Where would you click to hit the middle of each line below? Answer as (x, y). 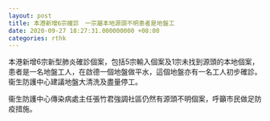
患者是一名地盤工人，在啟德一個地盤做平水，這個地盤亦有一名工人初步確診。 (135, 72)
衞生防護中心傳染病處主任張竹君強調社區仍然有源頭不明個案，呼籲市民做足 (131, 99)
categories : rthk (37, 38)
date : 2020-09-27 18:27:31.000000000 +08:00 (84, 30)
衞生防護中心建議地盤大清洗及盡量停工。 (75, 82)
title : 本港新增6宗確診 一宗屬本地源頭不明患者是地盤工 (92, 23)
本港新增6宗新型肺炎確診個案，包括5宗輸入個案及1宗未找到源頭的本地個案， (134, 62)
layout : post (30, 16)
